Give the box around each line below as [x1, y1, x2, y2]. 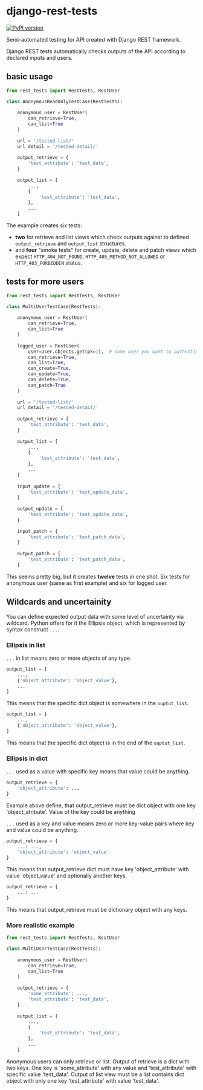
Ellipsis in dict [6, 754, 48, 763]
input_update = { [17, 483, 61, 489]
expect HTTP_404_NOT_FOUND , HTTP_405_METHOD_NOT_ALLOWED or [14, 253, 166, 260]
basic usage [6, 71, 53, 82]
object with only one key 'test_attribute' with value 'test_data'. [6, 1077, 160, 1084]
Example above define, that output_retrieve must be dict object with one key [6, 802, 196, 809]
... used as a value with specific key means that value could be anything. [6, 768, 190, 775]
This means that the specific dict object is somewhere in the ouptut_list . [6, 700, 189, 707]
